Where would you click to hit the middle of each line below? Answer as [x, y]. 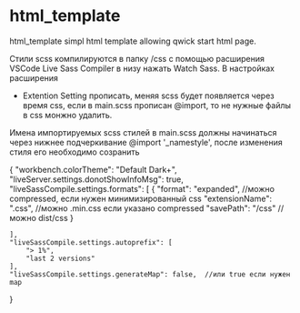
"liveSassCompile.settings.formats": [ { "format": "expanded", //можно [142, 188]
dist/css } [56, 217]
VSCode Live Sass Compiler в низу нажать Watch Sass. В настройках [142, 68]
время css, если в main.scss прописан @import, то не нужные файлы [157, 105]
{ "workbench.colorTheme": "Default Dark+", [93, 169]
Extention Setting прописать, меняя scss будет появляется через [148, 96]
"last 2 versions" [60, 258]
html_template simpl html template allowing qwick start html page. [133, 41]
